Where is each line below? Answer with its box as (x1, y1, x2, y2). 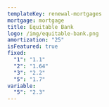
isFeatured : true (7, 43, 58, 50)
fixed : (7, 50, 27, 57)
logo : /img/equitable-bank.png (7, 30, 99, 37)
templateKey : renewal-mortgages (7, 10, 102, 18)
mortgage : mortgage (7, 17, 65, 24)
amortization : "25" (7, 37, 65, 44)
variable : (7, 82, 37, 89)
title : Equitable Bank (7, 23, 74, 30)
